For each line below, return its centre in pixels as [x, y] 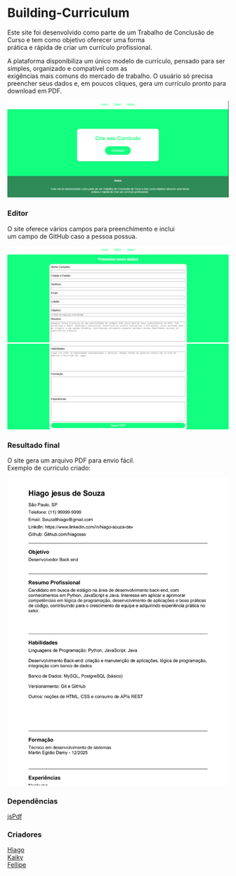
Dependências [33, 801]
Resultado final [34, 446]
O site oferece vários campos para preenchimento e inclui [91, 228]
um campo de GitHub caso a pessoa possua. [72, 236]
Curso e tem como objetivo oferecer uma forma [76, 39]
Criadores [25, 835]
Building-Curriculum [68, 13]
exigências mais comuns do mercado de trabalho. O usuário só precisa [110, 76]
